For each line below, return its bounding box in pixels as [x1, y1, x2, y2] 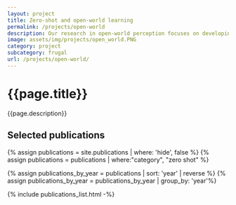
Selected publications [7, 129, 105, 141]
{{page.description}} [7, 109, 67, 118]
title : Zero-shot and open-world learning [7, 17, 133, 24]
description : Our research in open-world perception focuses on [7, 29, 199, 37]
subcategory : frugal [7, 50, 68, 57]
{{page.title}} [7, 85, 88, 101]
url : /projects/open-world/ [7, 56, 90, 63]
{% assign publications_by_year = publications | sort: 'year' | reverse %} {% [7, 169, 226, 177]
